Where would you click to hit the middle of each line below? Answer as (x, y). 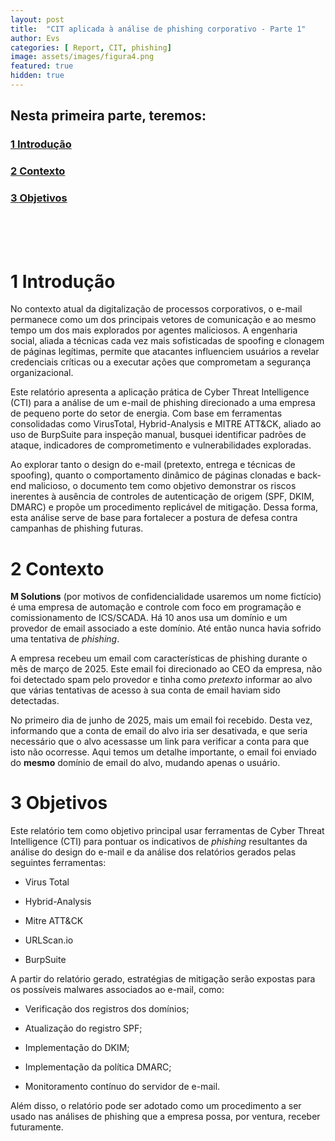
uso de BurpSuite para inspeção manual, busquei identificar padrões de (158, 435)
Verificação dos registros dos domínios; (107, 1009)
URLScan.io (49, 940)
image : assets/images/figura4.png (82, 57)
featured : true (42, 66)
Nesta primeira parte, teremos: (108, 116)
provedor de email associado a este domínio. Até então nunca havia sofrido (166, 628)
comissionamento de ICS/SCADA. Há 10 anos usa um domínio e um (149, 618)
